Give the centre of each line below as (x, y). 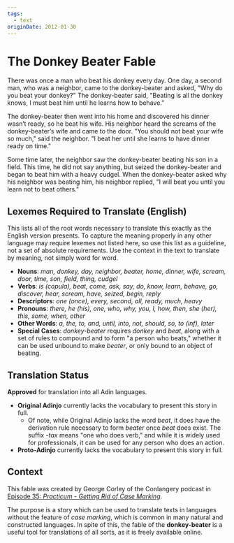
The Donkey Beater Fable (82, 61)
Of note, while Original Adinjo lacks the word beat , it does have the (124, 420)
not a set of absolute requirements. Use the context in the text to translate (114, 251)
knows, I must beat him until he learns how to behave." (86, 103)
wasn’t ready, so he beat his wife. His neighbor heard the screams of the (112, 124)
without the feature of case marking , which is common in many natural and (115, 517)
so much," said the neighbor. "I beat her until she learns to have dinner (109, 139)
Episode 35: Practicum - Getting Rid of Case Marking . (85, 496)
